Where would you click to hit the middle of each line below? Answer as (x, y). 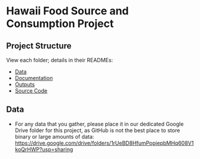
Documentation (34, 78)
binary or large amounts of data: (54, 136)
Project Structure (39, 46)
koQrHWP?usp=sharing (44, 149)
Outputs (25, 84)
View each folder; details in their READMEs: (60, 60)
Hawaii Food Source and (68, 11)
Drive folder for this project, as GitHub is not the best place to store (97, 130)
